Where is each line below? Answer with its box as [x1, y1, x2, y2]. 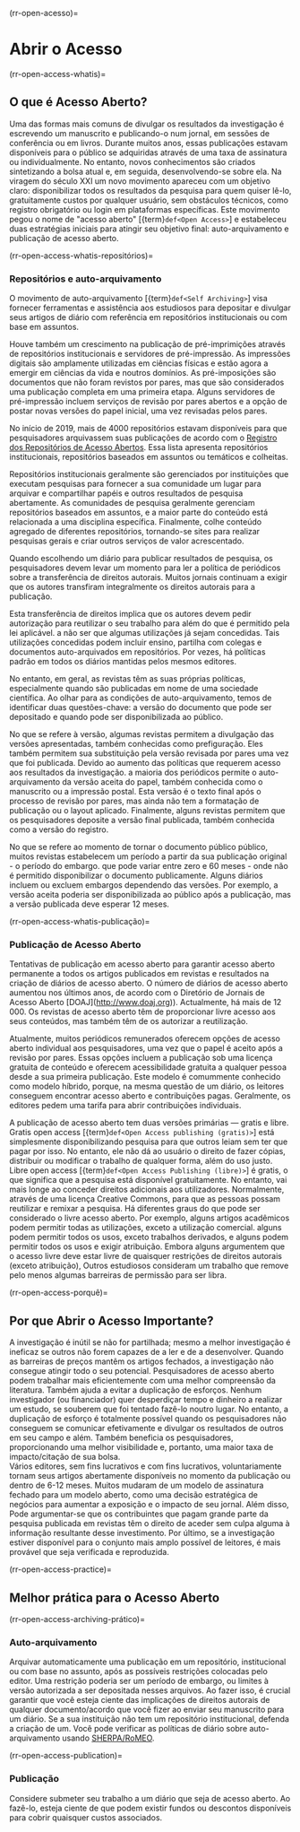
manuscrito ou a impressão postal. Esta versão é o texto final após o [9, 786, 261, 797]
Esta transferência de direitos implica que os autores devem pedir [9, 609, 253, 620]
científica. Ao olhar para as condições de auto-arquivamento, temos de [9, 692, 272, 703]
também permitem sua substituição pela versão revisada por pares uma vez [9, 748, 289, 759]
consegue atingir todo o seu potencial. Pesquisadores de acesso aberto [9, 1366, 275, 1376]
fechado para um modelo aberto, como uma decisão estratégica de [9, 1489, 258, 1500]
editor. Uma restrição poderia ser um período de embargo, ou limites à [9, 1676, 269, 1687]
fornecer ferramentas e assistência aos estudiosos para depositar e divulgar [9, 302, 291, 313]
